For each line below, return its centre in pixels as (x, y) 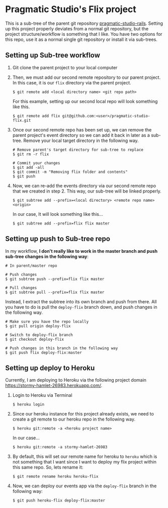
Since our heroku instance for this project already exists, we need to (83, 414)
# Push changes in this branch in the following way (62, 348)
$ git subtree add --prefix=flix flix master (61, 223)
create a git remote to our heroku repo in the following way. (74, 419)
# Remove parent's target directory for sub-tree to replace (78, 150)
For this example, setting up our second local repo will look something (85, 101)
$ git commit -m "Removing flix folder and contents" (70, 172)
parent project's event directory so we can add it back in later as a (81, 135)
